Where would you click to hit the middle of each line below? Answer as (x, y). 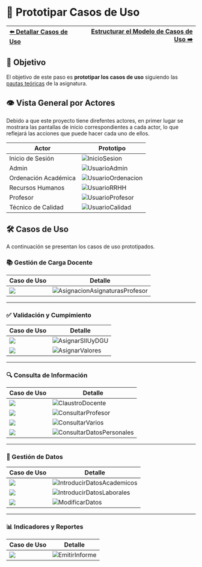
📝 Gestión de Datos (35, 457)
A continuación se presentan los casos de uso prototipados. (81, 247)
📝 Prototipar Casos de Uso (73, 12)
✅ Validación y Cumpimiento (49, 315)
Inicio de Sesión (32, 158)
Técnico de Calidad (37, 207)
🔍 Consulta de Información (47, 375)
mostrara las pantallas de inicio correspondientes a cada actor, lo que (93, 127)
